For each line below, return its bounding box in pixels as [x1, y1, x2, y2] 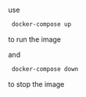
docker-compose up [11, 21, 72, 28]
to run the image [8, 34, 61, 44]
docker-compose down [11, 65, 79, 73]
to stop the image [8, 79, 65, 88]
